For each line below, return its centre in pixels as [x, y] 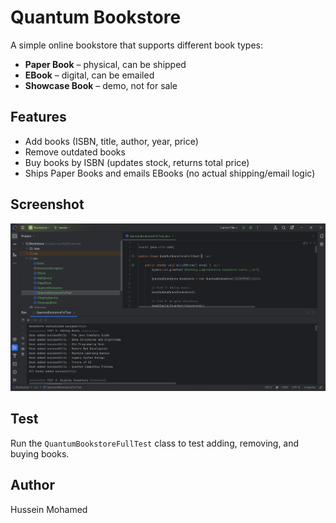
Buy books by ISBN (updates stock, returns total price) [137, 162]
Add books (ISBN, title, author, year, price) [111, 141]
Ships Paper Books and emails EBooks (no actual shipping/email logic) [170, 173]
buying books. [40, 453]
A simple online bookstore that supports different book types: [137, 45]
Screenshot [47, 204]
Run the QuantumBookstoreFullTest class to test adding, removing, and [155, 443]
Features [38, 117]
